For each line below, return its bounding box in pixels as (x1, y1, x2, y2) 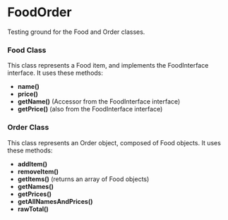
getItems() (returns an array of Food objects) (17, 174, 150, 183)
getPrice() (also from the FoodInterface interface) (17, 105, 163, 114)
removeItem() (17, 167, 59, 176)
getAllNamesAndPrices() (17, 197, 93, 205)
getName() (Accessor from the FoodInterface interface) (17, 97, 181, 106)
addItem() (17, 159, 48, 168)
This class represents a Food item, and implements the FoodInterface (7, 61, 209, 70)
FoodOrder (7, 4, 72, 20)
